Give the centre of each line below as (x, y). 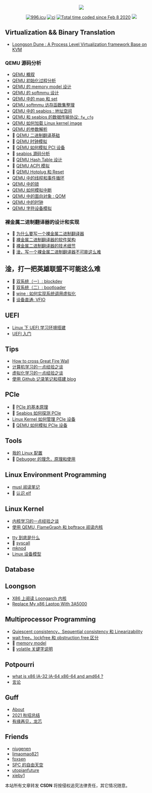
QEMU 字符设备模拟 (32, 208)
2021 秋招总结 (26, 715)
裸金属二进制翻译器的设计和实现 (42, 222)
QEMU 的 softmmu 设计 (35, 93)
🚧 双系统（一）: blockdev (37, 281)
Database (20, 570)
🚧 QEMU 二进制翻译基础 (36, 135)
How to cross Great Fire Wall (40, 361)
